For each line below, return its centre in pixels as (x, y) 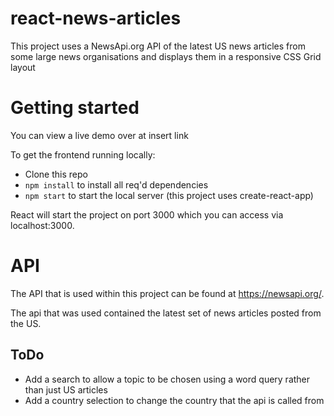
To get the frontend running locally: (83, 154)
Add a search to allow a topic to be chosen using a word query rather (167, 379)
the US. (26, 323)
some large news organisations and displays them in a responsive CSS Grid (166, 56)
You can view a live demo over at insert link (99, 135)
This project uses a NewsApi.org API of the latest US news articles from (158, 46)
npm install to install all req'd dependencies (116, 184)
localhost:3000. (42, 225)
